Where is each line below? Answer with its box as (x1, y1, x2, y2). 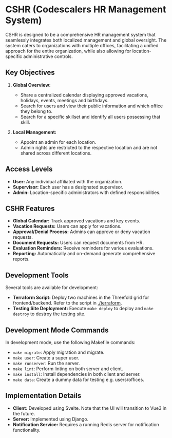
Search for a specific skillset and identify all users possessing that (20, 113, 161, 120)
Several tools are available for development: (5, 284, 99, 291)
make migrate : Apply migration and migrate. (12, 349, 105, 355)
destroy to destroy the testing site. (12, 311, 86, 317)
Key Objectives (5, 68, 55, 77)
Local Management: (12, 129, 56, 135)
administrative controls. (23, 53, 73, 60)
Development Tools (5, 271, 69, 279)
